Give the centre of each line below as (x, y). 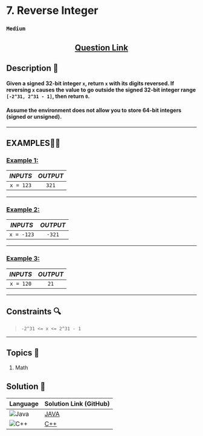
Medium (16, 29)
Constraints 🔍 (34, 312)
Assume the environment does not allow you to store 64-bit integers (94, 110)
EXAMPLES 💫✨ (34, 143)
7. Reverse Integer (52, 11)
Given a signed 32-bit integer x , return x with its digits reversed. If (90, 84)
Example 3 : (23, 259)
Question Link (101, 48)
